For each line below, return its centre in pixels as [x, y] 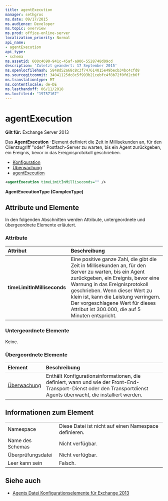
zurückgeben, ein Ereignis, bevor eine [115, 278]
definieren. [72, 432]
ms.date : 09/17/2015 [27, 19]
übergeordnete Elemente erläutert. [41, 225]
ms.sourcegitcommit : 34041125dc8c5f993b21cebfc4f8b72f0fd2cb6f [72, 75]
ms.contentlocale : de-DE [31, 84]
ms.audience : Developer [30, 24]
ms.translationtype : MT [30, 80]
